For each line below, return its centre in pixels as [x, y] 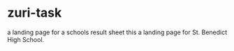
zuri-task [35, 13]
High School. [26, 39]
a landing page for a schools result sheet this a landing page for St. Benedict [117, 32]
